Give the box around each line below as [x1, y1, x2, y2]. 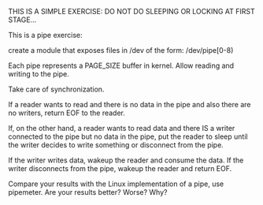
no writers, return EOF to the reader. [8, 108, 126, 117]
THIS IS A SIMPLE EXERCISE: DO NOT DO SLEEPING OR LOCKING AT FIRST [8, 7, 256, 16]
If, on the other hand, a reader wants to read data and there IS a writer [8, 124, 235, 132]
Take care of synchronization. [8, 84, 105, 94]
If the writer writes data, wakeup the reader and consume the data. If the [8, 155, 244, 165]
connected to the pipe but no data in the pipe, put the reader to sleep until [8, 132, 248, 141]
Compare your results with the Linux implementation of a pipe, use [8, 179, 224, 188]
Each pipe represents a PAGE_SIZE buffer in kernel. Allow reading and [8, 61, 235, 70]
